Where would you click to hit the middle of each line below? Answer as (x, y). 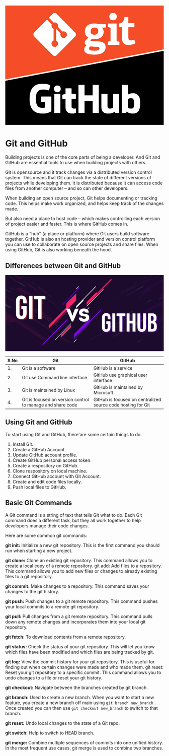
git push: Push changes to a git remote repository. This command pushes (81, 601)
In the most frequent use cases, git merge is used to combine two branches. (84, 748)
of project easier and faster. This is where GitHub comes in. (67, 224)
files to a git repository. (29, 576)
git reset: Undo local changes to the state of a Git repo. (62, 723)
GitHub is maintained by (118, 387)
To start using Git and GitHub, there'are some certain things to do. (73, 434)
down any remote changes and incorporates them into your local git (75, 622)
